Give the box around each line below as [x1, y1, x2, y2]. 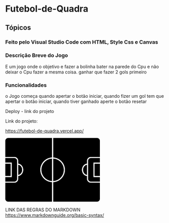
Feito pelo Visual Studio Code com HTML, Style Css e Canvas [5, 39, 158, 46]
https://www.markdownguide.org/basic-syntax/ [5, 212, 104, 218]
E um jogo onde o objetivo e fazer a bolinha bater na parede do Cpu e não [5, 63, 159, 69]
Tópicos [5, 23, 31, 32]
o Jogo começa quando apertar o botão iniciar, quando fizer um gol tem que [5, 93, 164, 99]
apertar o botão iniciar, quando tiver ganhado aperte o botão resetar [5, 98, 147, 104]
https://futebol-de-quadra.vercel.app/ [5, 128, 84, 134]
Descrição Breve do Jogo [5, 52, 68, 59]
